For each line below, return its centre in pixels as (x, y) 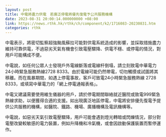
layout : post (19, 10)
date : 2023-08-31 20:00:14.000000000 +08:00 (52, 19)
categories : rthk (23, 28)
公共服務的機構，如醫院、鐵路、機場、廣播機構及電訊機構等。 (72, 107)
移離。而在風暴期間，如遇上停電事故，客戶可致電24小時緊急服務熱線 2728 (81, 78)
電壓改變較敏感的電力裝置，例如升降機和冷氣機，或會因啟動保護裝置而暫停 (81, 123)
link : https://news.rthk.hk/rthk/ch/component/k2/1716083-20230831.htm (80, 23)
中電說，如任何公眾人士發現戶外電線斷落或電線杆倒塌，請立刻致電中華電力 (81, 66)
